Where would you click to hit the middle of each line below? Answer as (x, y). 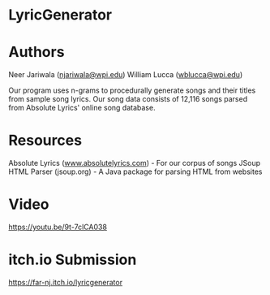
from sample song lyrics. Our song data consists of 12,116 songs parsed (128, 99)
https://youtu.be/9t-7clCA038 (58, 227)
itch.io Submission (73, 260)
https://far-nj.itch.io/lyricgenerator (66, 282)
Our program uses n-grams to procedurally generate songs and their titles (132, 90)
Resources (45, 141)
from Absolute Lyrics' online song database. (82, 108)
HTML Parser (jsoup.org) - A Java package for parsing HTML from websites (135, 171)
